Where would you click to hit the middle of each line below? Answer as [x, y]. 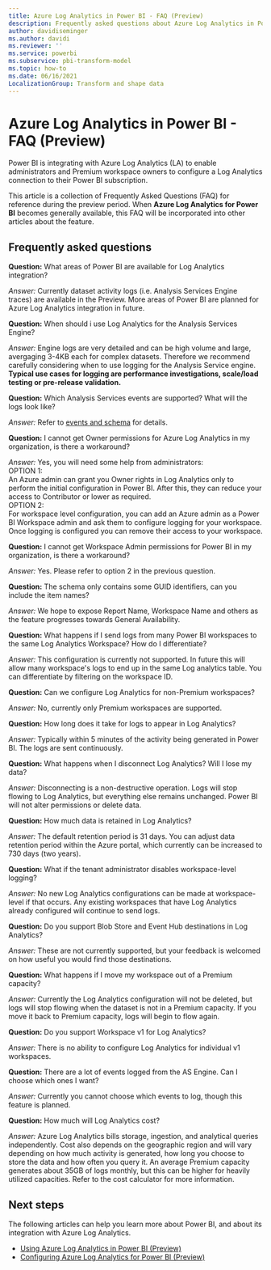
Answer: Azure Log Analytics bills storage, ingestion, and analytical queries [133, 1137]
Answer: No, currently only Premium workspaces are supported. [115, 708]
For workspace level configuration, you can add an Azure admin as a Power [134, 514]
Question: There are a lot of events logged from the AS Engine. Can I [123, 1072]
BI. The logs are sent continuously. [66, 748]
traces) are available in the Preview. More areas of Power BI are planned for [134, 299]
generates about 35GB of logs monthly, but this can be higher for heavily [129, 1171]
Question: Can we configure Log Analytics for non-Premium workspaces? [132, 692]
